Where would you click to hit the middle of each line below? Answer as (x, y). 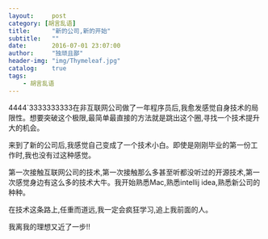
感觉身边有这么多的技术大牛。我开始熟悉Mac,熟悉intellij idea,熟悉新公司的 (138, 182)
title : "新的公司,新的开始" (60, 31)
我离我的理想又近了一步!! (50, 226)
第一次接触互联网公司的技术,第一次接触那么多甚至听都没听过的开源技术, (127, 172)
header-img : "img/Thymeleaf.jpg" (65, 61)
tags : (17, 76)
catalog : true (38, 69)
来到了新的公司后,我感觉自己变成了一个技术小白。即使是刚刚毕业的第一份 (130, 145)
